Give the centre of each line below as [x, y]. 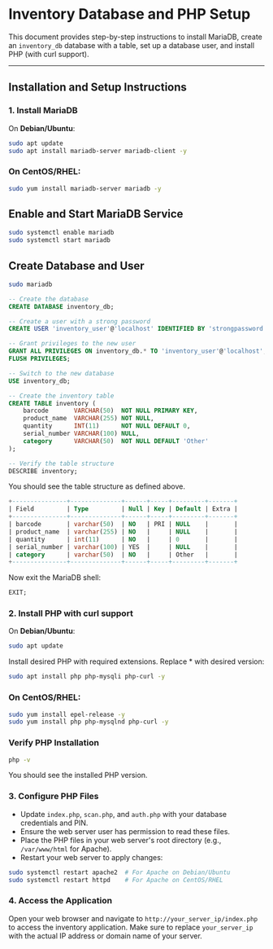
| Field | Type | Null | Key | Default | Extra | [123, 509]
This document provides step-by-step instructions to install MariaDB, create [135, 37]
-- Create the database [49, 299]
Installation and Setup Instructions [97, 88]
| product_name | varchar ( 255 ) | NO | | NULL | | [123, 532]
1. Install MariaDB [43, 111]
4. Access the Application [60, 901]
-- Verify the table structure [61, 464]
